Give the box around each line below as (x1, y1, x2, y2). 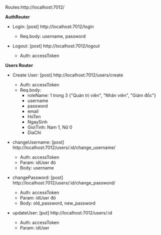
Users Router (5, 62, 33, 68)
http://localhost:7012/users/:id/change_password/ (12, 180, 115, 185)
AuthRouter (5, 14, 30, 19)
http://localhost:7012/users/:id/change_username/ (12, 144, 116, 150)
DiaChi (27, 129, 41, 135)
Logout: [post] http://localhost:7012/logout (12, 43, 100, 49)
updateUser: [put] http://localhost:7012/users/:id (12, 210, 112, 215)
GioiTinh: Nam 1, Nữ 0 (27, 124, 72, 130)
